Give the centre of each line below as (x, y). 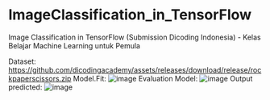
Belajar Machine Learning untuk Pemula (75, 45)
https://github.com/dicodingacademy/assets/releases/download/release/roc (135, 69)
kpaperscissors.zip (40, 78)
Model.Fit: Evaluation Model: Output (163, 78)
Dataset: (22, 61)
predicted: (25, 87)
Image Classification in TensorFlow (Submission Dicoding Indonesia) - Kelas (135, 37)
